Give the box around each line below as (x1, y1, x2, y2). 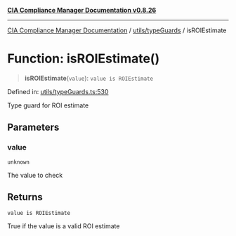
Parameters (7, 122, 60, 133)
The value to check (7, 171, 63, 179)
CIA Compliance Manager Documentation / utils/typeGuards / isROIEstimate (7, 26, 227, 34)
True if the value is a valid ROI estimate (7, 222, 120, 230)
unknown (7, 158, 30, 166)
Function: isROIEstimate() (7, 51, 160, 67)
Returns (7, 191, 44, 203)
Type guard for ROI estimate (7, 101, 89, 110)
